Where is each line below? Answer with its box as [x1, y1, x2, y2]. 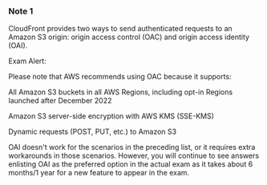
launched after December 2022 [8, 96, 112, 106]
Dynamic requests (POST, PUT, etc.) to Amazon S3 [8, 127, 177, 137]
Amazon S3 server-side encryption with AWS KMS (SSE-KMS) [8, 111, 215, 121]
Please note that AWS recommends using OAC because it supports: [8, 72, 232, 82]
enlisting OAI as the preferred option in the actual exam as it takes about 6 [8, 159, 253, 169]
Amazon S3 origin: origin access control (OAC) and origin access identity [8, 32, 250, 42]
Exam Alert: [8, 56, 47, 66]
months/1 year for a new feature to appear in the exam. [8, 168, 190, 178]
